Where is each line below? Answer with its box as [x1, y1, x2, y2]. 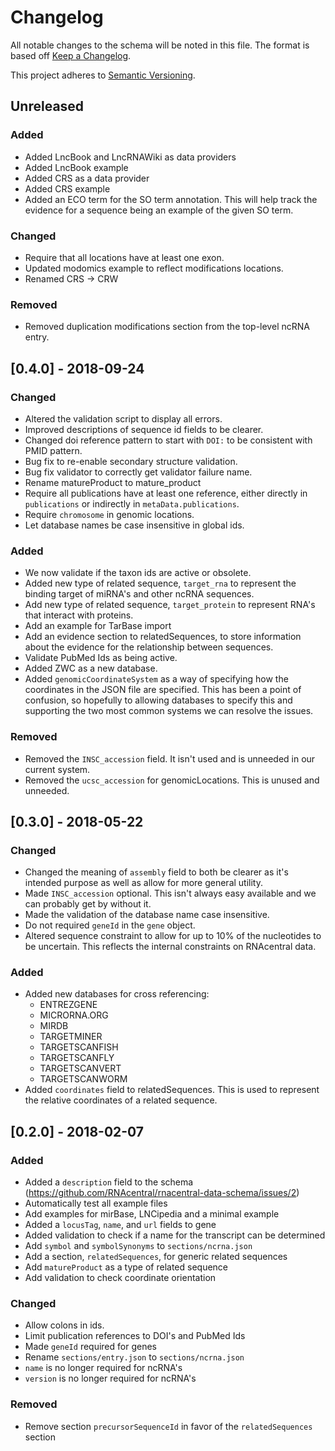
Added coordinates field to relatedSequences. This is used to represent [24, 1084, 320, 1096]
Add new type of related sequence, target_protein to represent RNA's [24, 599, 316, 611]
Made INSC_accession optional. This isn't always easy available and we [24, 887, 317, 900]
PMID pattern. [24, 444, 83, 456]
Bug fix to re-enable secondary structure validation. [24, 455, 238, 467]
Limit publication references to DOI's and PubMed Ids [24, 1330, 246, 1342]
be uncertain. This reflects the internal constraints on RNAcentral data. [24, 941, 317, 953]
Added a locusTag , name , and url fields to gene [24, 1219, 217, 1231]
